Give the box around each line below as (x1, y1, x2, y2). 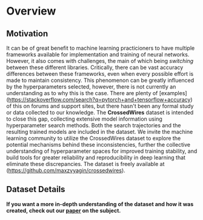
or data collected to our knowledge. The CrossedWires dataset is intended (6, 109, 194, 116)
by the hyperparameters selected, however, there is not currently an (6, 83, 176, 90)
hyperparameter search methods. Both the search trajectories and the (6, 122, 181, 128)
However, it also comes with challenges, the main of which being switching (6, 58, 194, 64)
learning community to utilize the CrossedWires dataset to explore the (6, 135, 181, 142)
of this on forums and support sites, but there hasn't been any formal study (6, 102, 194, 110)
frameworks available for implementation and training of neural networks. (6, 51, 190, 58)
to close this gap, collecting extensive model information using (6, 115, 162, 122)
